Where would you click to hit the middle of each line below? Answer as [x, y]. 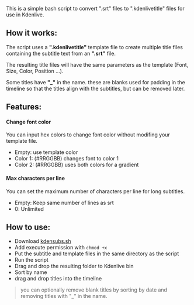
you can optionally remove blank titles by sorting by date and [94, 290]
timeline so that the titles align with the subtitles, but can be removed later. [96, 88]
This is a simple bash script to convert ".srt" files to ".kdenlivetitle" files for [96, 8]
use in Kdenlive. [25, 15]
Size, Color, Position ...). [35, 71]
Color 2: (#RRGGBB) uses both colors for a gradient [77, 165]
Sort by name [31, 272]
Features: [24, 107]
